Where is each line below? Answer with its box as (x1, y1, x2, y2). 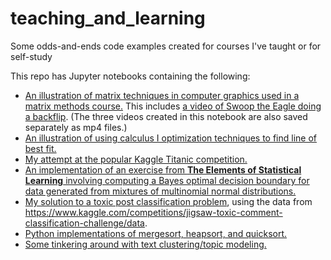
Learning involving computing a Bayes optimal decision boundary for (24, 174, 310, 186)
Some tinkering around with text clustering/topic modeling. (24, 238, 267, 250)
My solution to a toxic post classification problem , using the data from (24, 195, 313, 207)
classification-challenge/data (24, 217, 145, 229)
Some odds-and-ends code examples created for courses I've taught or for (10, 40, 322, 52)
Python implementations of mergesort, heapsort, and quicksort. (24, 227, 288, 239)
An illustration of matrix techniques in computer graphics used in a (24, 89, 300, 101)
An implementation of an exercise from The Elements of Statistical (24, 163, 302, 176)
